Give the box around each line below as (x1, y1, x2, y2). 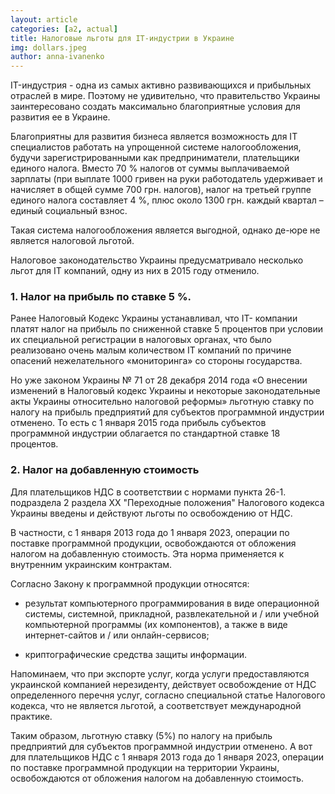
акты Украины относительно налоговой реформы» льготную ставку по (10, 396, 315, 408)
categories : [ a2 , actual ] (10, 24, 118, 34)
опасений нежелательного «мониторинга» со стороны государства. (10, 355, 303, 367)
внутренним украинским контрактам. (10, 558, 173, 570)
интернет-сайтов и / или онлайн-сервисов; (24, 629, 210, 641)
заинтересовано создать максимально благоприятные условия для (10, 101, 301, 113)
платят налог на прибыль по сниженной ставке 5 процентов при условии (10, 323, 324, 335)
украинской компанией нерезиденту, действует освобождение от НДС (10, 678, 317, 690)
